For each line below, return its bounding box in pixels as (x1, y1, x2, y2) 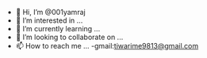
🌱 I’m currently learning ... (15, 24, 101, 33)
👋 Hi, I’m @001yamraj (15, 8, 86, 16)
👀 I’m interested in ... (15, 16, 83, 25)
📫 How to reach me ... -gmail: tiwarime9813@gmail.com (15, 42, 199, 50)
